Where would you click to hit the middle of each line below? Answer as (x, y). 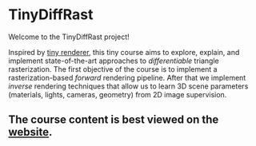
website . (30, 132)
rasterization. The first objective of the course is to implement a (113, 69)
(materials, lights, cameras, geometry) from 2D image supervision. (118, 94)
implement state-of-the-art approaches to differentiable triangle (114, 61)
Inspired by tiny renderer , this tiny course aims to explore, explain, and (124, 52)
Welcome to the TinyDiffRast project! (69, 37)
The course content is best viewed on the (114, 120)
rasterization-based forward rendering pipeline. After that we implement (127, 77)
